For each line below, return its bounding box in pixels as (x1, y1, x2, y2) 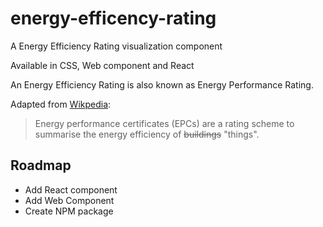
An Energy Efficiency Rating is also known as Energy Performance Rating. (10, 78, 314, 91)
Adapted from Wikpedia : (10, 98, 112, 110)
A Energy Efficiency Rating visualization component (10, 40, 223, 52)
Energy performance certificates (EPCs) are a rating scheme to (34, 117, 295, 129)
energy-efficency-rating (10, 7, 217, 30)
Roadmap (10, 157, 72, 174)
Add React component (24, 183, 118, 196)
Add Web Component (24, 194, 115, 206)
